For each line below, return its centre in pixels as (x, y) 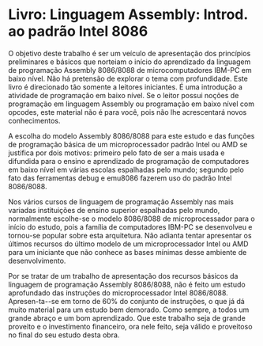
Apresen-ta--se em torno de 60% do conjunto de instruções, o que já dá (126, 301)
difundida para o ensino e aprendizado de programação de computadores (129, 161)
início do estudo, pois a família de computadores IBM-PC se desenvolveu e (130, 226)
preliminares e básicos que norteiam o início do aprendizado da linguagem (130, 62)
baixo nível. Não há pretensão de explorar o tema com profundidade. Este (128, 78)
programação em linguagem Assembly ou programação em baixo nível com (131, 104)
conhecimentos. (34, 120)
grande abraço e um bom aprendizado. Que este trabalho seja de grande (127, 317)
